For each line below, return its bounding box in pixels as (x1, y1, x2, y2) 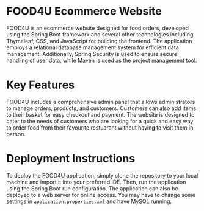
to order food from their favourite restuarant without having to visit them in (6, 123, 194, 131)
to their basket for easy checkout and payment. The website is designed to (6, 111, 195, 118)
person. (6, 130, 26, 137)
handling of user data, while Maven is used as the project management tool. (6, 57, 197, 64)
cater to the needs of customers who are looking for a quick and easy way (6, 117, 194, 125)
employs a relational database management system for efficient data (6, 44, 179, 51)
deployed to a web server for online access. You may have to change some (6, 191, 195, 198)
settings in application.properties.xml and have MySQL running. (6, 198, 172, 205)
